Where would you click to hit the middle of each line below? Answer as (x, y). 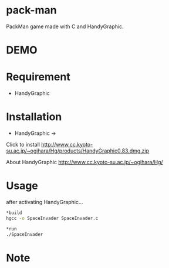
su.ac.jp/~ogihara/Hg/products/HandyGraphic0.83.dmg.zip (78, 151)
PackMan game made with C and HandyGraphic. (65, 26)
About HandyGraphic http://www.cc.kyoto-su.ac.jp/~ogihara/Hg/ (84, 162)
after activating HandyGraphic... (45, 202)
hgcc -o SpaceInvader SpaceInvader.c (52, 218)
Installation (34, 117)
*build (14, 213)
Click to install (23, 145)
